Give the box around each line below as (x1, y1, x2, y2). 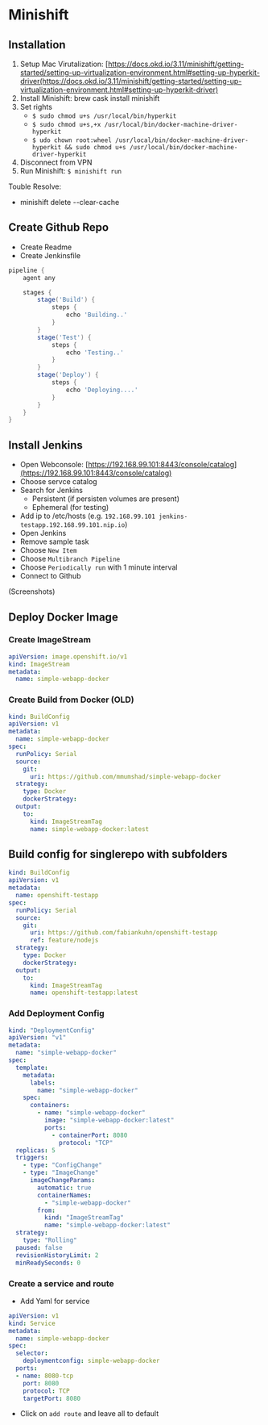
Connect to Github (19, 571, 81, 581)
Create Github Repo (8, 220, 109, 235)
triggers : (15, 1154, 48, 1162)
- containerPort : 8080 (51, 1131, 128, 1139)
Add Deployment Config (8, 1008, 105, 1019)
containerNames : (37, 1191, 92, 1199)
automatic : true (37, 1184, 92, 1192)
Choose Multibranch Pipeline (19, 554, 121, 564)
